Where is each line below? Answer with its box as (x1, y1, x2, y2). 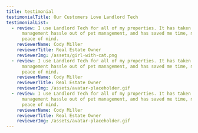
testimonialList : (6, 19, 49, 25)
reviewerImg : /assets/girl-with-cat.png (16, 52, 117, 58)
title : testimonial (6, 8, 54, 15)
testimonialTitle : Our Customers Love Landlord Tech (6, 14, 138, 20)
